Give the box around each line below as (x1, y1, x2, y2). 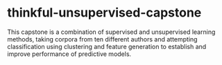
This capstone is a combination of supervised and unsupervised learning (7, 28, 216, 36)
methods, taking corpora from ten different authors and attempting (7, 35, 198, 43)
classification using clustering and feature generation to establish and (7, 42, 207, 50)
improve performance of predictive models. (7, 50, 132, 58)
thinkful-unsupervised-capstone (7, 5, 202, 21)
